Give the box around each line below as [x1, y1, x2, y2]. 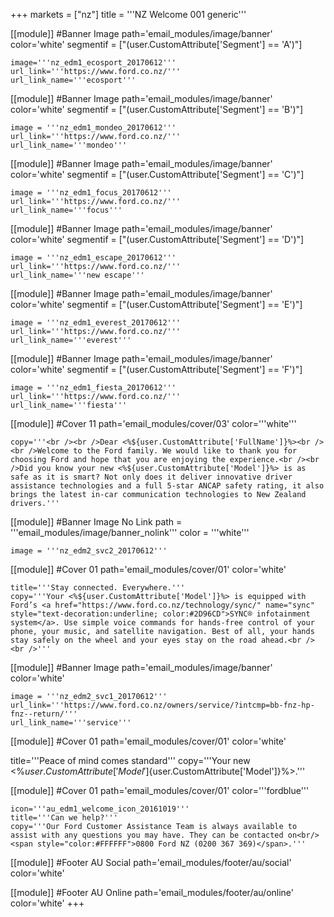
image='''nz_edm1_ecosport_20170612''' [10, 58, 177, 68]
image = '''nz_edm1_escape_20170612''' [10, 253, 177, 263]
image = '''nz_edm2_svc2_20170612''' [10, 546, 168, 556]
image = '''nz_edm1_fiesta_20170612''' [10, 383, 177, 393]
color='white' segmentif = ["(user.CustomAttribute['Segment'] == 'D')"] [10, 234, 305, 245]
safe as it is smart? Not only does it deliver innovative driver [10, 472, 293, 482]
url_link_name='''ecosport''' [10, 75, 137, 85]
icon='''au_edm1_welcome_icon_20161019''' [10, 804, 190, 814]
